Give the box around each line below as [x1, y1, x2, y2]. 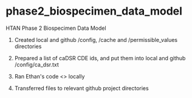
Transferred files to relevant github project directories [14, 84, 149, 92]
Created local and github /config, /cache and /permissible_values [14, 36, 177, 43]
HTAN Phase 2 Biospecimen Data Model [5, 24, 107, 32]
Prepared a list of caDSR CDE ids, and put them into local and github [14, 54, 186, 61]
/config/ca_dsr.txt [14, 61, 59, 68]
